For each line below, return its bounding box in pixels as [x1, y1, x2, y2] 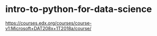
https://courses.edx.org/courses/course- [5, 20, 92, 26]
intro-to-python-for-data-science [5, 3, 152, 15]
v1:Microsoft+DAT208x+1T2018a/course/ [5, 25, 92, 31]
